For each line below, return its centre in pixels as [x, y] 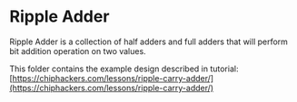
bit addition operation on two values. [78, 51]
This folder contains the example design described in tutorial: [124, 69]
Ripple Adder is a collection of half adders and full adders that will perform [149, 42]
